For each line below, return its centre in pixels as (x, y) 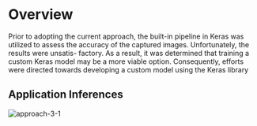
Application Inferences (66, 95)
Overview (41, 15)
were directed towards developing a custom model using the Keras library (128, 69)
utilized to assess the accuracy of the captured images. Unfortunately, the (129, 44)
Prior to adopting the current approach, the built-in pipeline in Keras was (126, 36)
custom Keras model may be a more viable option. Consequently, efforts (126, 61)
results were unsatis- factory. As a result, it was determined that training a (129, 53)
